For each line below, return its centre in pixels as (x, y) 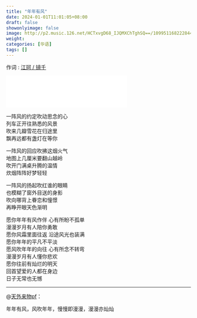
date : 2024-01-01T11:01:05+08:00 (47, 17)
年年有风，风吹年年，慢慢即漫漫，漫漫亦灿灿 (60, 309)
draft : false (22, 22)
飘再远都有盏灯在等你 (32, 138)
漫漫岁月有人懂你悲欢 (32, 256)
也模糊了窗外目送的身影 (34, 192)
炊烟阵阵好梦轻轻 (27, 172)
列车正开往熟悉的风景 (32, 123)
